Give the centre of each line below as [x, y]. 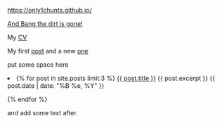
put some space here [38, 65]
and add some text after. [43, 113]
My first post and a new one [48, 51]
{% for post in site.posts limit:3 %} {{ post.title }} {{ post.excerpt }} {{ [116, 78]
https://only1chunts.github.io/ [50, 10]
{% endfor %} [27, 99]
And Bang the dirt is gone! [45, 24]
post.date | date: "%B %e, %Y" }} [56, 86]
